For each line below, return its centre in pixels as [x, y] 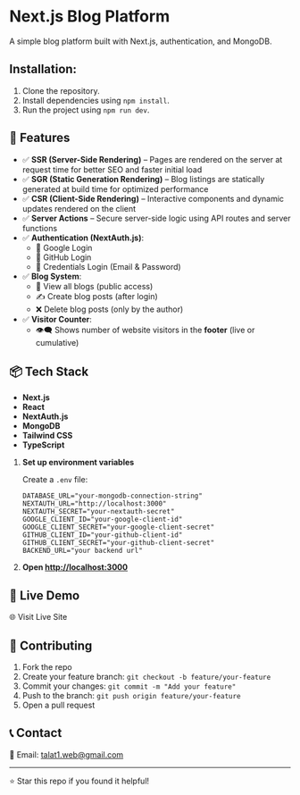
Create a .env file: [55, 480]
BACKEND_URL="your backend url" [82, 551]
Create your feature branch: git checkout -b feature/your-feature [146, 677]
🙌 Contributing [51, 645]
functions [40, 228]
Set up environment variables [78, 463]
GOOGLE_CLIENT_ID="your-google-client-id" [102, 520]
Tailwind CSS [47, 436]
